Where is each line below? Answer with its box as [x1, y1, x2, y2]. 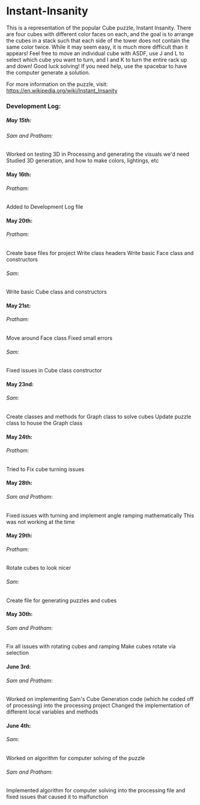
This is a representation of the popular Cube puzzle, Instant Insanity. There [6, 24, 192, 31]
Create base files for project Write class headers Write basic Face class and [6, 250, 194, 257]
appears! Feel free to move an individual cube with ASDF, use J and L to [6, 49, 184, 57]
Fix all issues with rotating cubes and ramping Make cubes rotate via [6, 643, 176, 650]
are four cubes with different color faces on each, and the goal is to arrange [6, 30, 194, 37]
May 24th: [6, 433, 33, 440]
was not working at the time [6, 518, 75, 525]
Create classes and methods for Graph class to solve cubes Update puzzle [6, 413, 192, 421]
